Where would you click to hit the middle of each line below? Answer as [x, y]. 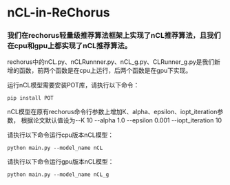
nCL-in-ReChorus [59, 13]
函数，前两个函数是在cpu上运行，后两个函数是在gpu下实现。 [105, 71]
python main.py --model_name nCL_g [58, 175]
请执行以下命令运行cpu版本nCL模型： [61, 135]
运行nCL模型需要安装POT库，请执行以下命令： [73, 85]
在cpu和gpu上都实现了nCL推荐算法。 [70, 46]
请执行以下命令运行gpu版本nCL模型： [61, 162]
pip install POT [30, 98]
